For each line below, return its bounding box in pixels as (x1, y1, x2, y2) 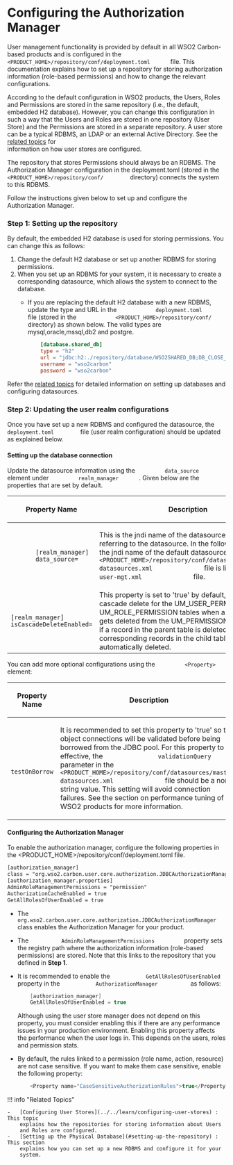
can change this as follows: (7, 242, 85, 250)
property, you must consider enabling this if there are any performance (17, 1019, 221, 1027)
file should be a (164, 776, 215, 785)
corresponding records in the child (99, 634, 212, 644)
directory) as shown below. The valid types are (27, 320, 162, 329)
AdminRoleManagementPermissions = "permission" (7, 883, 148, 890)
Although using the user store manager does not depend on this (17, 1011, 200, 1020)
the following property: (17, 1069, 83, 1078)
